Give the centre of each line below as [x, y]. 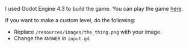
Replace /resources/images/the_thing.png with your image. [88, 32]
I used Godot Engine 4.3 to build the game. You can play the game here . [94, 9]
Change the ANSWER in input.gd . [52, 38]
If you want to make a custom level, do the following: [70, 20]
